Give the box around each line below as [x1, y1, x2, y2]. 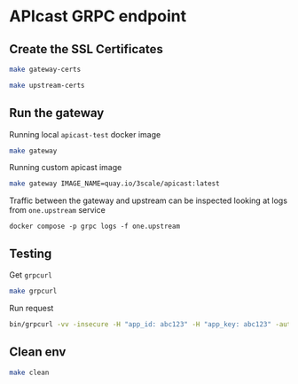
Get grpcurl [9, 270, 53, 280]
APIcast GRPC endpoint [9, 6, 187, 27]
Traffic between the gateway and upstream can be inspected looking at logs [9, 195, 288, 206]
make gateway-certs [9, 65, 82, 74]
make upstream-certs [9, 81, 86, 90]
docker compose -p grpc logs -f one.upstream [9, 222, 180, 231]
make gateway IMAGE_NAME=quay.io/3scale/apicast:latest [9, 179, 220, 188]
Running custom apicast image [9, 162, 122, 173]
